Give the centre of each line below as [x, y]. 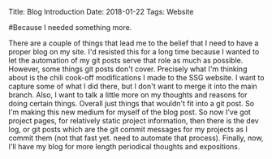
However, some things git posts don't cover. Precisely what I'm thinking [128, 69]
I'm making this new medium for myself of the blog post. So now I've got [130, 112]
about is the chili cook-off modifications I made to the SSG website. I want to [136, 77]
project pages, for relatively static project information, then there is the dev [134, 120]
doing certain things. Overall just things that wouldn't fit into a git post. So [131, 103]
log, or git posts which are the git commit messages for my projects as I [128, 129]
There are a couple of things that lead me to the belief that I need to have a [134, 43]
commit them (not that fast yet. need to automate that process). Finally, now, [136, 138]
